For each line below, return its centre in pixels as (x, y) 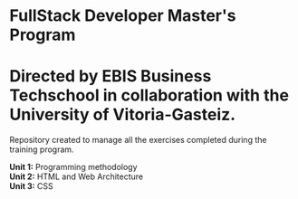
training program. (42, 149)
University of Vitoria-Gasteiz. (123, 115)
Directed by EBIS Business (111, 76)
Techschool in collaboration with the (149, 95)
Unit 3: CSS (32, 186)
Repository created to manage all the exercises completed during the (138, 140)
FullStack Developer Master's (123, 16)
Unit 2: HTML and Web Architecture (77, 176)
